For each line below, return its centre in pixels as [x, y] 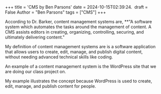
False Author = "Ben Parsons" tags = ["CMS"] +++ [56, 12]
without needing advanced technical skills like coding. [59, 57]
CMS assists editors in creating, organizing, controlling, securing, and [74, 32]
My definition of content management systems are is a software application [80, 47]
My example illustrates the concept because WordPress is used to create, [79, 81]
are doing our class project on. [36, 72]
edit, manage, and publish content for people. [50, 86]
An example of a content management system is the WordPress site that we [81, 66]
